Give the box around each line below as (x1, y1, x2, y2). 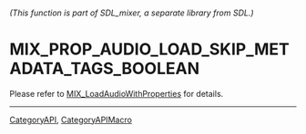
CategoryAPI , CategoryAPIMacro (9, 114, 132, 125)
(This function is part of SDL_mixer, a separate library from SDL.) (9, 7, 254, 18)
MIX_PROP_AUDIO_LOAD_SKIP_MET (9, 39, 290, 59)
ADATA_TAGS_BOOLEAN (9, 58, 200, 79)
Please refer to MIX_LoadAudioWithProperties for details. (9, 88, 224, 99)
